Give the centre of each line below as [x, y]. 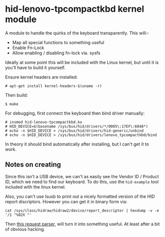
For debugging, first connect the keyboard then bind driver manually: [75, 113]
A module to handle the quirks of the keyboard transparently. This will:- [77, 33]
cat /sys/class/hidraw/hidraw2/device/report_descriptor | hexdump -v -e [82, 211]
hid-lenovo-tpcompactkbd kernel [75, 9]
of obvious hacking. [25, 229]
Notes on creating [33, 165]
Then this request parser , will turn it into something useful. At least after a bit [82, 224]
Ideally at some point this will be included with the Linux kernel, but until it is [82, 62]
